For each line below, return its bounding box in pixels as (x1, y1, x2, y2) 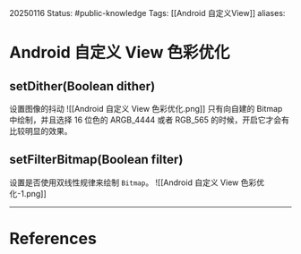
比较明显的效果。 (9, 126, 73, 136)
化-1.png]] (9, 188, 47, 199)
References (9, 229, 97, 249)
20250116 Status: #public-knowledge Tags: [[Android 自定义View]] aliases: (9, 8, 286, 18)
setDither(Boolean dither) (9, 79, 156, 94)
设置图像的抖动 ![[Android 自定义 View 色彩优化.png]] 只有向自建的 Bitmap (9, 104, 283, 114)
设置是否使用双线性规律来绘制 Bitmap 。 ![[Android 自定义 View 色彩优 (9, 177, 265, 188)
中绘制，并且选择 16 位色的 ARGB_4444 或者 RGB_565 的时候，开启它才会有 (9, 114, 289, 125)
